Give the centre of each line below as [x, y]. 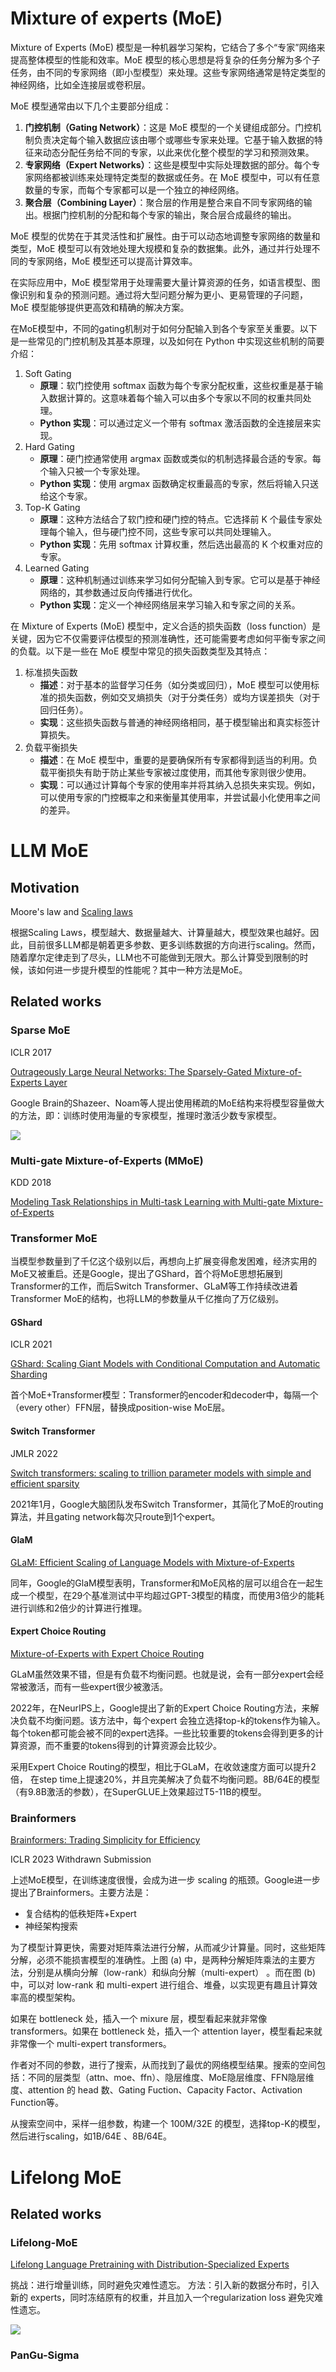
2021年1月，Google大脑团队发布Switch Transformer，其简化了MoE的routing [167, 1504]
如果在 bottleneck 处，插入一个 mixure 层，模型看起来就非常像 [139, 2019]
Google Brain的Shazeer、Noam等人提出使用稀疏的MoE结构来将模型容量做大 [167, 1103]
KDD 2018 [31, 1182]
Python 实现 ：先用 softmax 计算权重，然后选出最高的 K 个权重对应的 [181, 544]
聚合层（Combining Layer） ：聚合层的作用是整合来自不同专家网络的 [164, 202]
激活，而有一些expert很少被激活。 [98, 1687]
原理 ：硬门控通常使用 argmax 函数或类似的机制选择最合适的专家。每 [180, 458]
